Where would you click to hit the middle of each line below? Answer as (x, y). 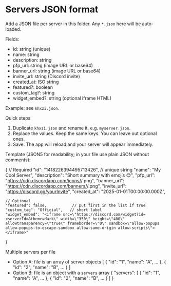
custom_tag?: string (34, 92)
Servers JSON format (52, 9)
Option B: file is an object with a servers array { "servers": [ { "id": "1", (87, 273)
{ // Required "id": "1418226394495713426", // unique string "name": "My (83, 169)
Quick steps (18, 118)
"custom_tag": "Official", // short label (54, 210)
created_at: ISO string (36, 82)
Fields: (12, 39)
